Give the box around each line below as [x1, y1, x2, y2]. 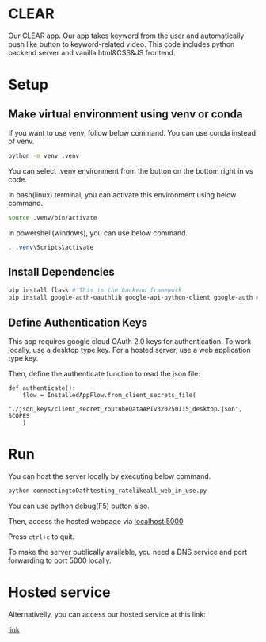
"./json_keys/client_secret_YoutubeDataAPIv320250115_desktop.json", [8, 405, 243, 413]
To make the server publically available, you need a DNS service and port [8, 547, 248, 556]
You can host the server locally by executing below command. [8, 471, 211, 480]
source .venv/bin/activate [8, 213, 97, 222]
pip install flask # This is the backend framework [8, 286, 182, 294]
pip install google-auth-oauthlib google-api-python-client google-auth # [8, 294, 260, 302]
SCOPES [8, 411, 30, 420]
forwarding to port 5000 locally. [8, 556, 112, 565]
